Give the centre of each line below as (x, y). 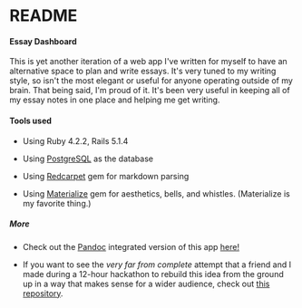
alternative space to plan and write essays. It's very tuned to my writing (143, 71)
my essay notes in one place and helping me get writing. (115, 100)
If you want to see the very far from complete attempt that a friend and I (157, 265)
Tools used (31, 120)
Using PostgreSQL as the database (88, 159)
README (44, 16)
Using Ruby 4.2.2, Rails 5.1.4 (75, 140)
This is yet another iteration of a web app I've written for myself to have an (148, 62)
